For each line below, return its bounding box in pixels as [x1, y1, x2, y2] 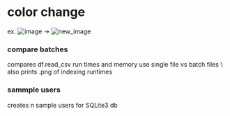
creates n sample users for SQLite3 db [7, 101, 118, 109]
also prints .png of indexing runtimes [7, 67, 113, 76]
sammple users [7, 85, 61, 94]
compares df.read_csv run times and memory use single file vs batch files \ [7, 60, 223, 69]
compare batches [7, 44, 68, 54]
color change [7, 4, 86, 20]
